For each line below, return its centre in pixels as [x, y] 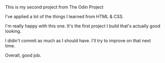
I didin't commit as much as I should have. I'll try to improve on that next [78, 41]
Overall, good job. [23, 55]
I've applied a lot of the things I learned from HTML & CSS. [65, 16]
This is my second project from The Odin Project [54, 7]
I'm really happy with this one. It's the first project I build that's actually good [83, 26]
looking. [13, 31]
